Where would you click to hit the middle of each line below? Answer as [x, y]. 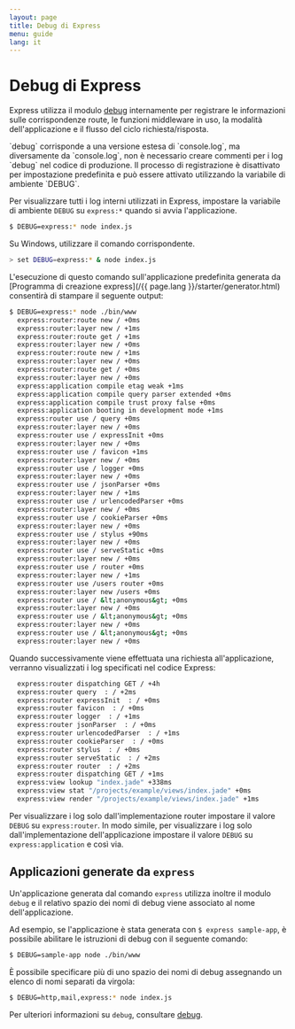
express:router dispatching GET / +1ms [91, 774]
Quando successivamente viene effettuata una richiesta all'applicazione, [142, 658]
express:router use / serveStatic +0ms [91, 551]
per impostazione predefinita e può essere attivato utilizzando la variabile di [147, 174]
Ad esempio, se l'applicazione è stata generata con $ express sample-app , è [148, 929]
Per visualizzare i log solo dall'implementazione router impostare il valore [143, 816]
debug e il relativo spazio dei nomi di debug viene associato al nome [132, 902]
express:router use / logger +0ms [81, 468]
